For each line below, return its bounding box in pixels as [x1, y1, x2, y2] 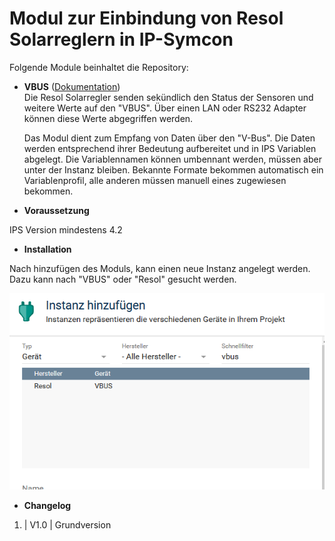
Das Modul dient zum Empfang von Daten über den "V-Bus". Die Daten [23, 132, 316, 144]
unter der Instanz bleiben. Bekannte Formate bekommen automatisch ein [23, 163, 324, 176]
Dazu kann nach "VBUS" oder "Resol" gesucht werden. [9, 273, 237, 285]
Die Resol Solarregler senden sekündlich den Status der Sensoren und [23, 91, 314, 103]
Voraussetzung [23, 204, 90, 216]
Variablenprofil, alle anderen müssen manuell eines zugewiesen [23, 174, 287, 186]
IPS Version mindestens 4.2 [9, 223, 123, 236]
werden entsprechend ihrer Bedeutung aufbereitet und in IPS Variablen [23, 142, 317, 154]
